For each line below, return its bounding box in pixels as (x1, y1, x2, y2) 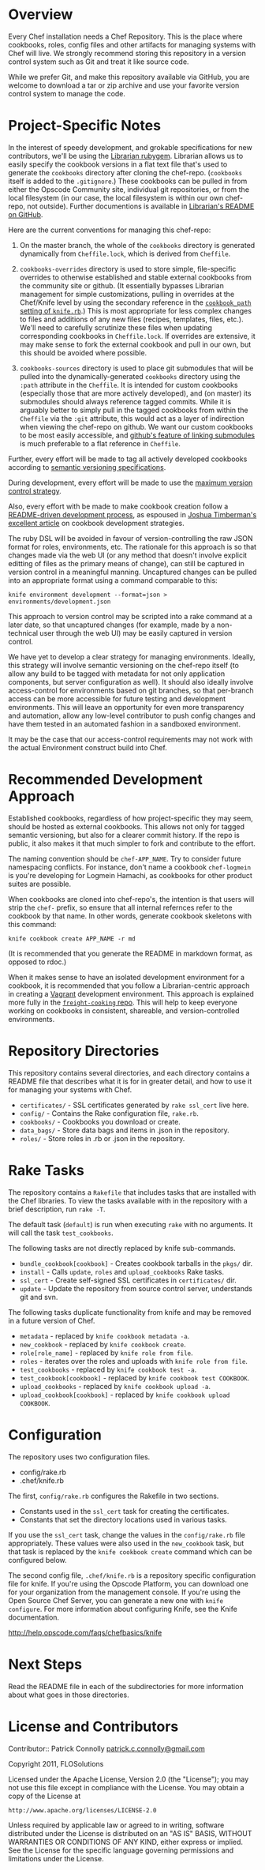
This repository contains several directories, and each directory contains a (8, 1068, 250, 1077)
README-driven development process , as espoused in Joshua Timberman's (8, 509, 257, 519)
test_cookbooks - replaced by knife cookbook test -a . (19, 1365, 197, 1374)
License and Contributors (8, 1718, 179, 1735)
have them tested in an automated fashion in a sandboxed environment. (8, 719, 241, 728)
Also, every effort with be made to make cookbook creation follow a (8, 501, 229, 511)
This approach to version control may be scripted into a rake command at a (8, 611, 252, 621)
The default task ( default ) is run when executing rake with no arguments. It (8, 1219, 253, 1229)
